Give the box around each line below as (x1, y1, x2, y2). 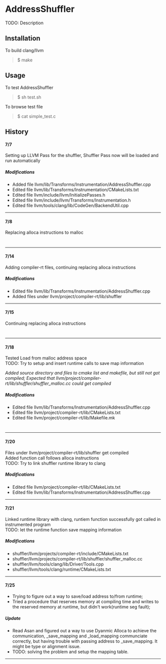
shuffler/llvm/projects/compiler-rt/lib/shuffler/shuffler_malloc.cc (12, 556, 143, 562)
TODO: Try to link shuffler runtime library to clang (5, 460, 106, 466)
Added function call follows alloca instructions (5, 455, 99, 461)
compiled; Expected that (5, 375, 55, 381)
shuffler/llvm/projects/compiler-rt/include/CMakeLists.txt (12, 551, 128, 557)
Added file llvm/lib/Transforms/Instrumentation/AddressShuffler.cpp (12, 182, 151, 188)
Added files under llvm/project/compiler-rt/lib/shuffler (12, 293, 122, 299)
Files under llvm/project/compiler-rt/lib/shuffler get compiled (5, 450, 129, 456)
